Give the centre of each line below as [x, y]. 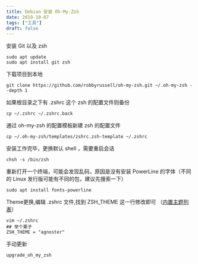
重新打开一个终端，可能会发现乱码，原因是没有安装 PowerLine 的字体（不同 [99, 172]
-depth [14, 91]
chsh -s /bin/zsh [28, 160]
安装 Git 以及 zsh [27, 46]
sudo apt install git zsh [38, 62]
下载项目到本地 [24, 74]
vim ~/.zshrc [22, 221]
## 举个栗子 [19, 227]
